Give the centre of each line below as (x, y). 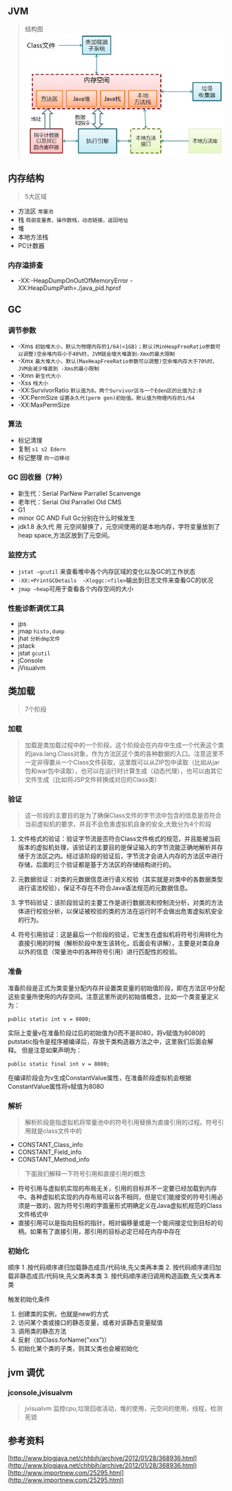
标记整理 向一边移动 (44, 458)
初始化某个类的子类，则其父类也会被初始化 (78, 1349)
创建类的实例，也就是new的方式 (63, 1314)
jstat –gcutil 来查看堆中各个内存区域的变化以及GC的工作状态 (106, 571)
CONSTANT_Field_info (50, 1152)
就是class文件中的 (56, 1131)
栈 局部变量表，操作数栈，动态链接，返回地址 (73, 220)
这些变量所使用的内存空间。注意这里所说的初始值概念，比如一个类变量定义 (113, 997)
